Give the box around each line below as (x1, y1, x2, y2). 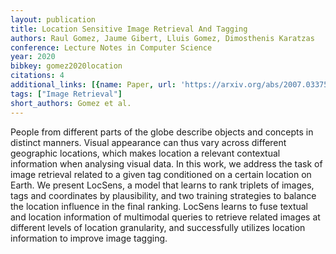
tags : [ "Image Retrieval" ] (10, 89, 123, 99)
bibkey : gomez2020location (10, 61, 123, 71)
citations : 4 (10, 71, 65, 81)
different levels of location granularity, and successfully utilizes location (10, 221, 306, 233)
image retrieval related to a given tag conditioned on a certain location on (10, 168, 312, 180)
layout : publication (10, 14, 97, 25)
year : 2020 (10, 52, 56, 62)
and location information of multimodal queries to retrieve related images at (10, 211, 321, 223)
